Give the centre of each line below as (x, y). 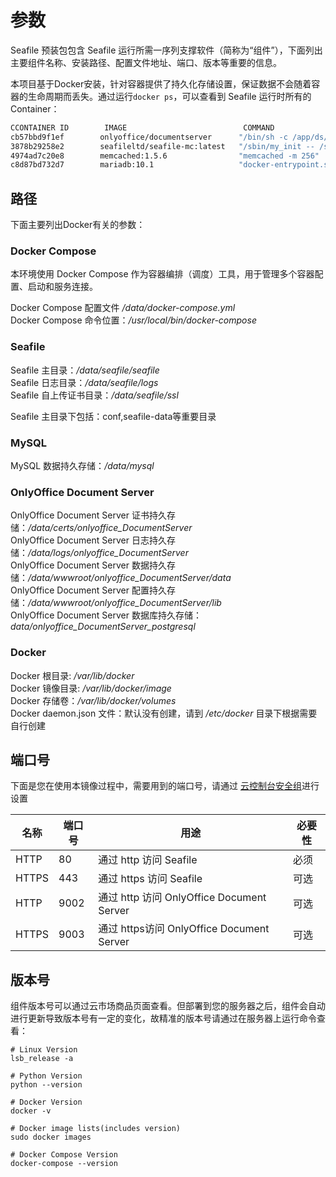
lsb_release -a (42, 1059)
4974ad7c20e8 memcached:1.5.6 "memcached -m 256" (165, 156)
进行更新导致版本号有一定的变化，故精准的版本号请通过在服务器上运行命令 (163, 1018)
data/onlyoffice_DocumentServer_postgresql (103, 627)
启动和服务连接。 (62, 287)
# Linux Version (44, 1050)
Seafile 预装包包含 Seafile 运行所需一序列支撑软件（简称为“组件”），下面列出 (166, 50)
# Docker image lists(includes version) (96, 1129)
